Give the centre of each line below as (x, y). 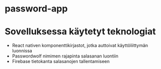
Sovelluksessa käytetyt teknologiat (80, 32)
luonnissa (22, 51)
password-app (36, 9)
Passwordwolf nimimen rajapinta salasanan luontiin (65, 56)
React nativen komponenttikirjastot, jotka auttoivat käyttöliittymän (80, 45)
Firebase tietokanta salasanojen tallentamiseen (61, 61)
